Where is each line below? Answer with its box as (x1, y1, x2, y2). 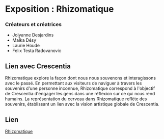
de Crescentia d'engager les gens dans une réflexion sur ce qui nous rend (5, 91, 155, 97)
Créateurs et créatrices (5, 21, 62, 28)
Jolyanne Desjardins (12, 32, 54, 38)
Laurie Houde (12, 43, 40, 49)
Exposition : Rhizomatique (5, 3, 114, 15)
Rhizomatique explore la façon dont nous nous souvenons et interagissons (5, 75, 156, 81)
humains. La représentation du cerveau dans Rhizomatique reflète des (5, 96, 147, 102)
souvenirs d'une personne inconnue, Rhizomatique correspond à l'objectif (5, 85, 155, 91)
